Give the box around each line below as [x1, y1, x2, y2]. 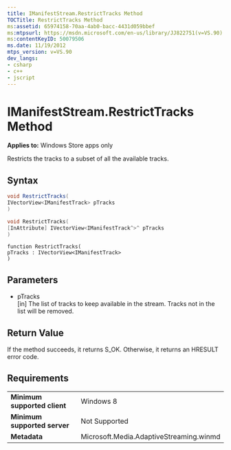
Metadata [10, 431, 43, 441]
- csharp [7, 61, 32, 68]
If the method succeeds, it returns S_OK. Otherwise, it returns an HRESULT [7, 345, 219, 354]
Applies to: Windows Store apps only [7, 141, 113, 150]
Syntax [7, 174, 38, 186]
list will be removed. [16, 307, 74, 316]
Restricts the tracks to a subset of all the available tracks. [7, 154, 169, 163]
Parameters [7, 274, 58, 286]
